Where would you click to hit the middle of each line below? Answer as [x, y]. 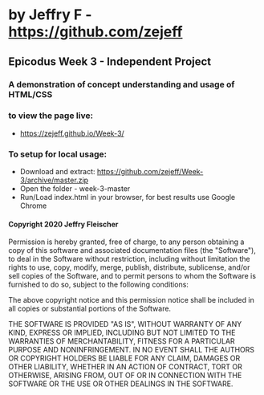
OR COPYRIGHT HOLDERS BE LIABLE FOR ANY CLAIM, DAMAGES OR [124, 358]
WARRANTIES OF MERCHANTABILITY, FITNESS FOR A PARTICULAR [122, 341]
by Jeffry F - [50, 15]
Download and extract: [57, 172]
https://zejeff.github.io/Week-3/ [72, 133]
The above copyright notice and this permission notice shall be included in [131, 300]
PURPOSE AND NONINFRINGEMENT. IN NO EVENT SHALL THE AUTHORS [132, 350]
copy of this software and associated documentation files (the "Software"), [132, 250]
